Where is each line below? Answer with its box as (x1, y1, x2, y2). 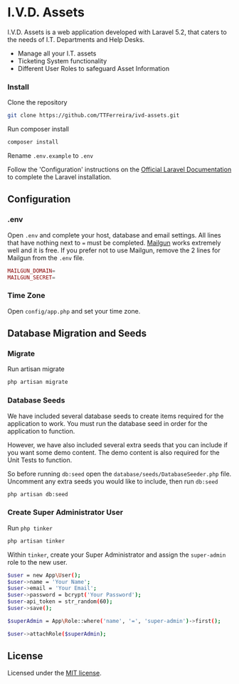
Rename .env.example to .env (7, 151, 94, 160)
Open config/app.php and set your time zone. (7, 306, 141, 315)
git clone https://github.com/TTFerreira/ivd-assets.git (7, 112, 180, 119)
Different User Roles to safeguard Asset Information (17, 64, 169, 73)
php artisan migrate (7, 378, 69, 386)
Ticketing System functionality (17, 56, 107, 65)
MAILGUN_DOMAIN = (7, 267, 55, 274)
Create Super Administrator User (7, 508, 123, 518)
